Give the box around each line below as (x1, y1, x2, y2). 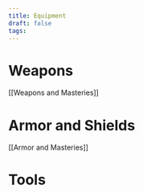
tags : (8, 27, 27, 35)
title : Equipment (8, 11, 67, 20)
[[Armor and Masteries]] (8, 142, 88, 153)
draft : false (8, 19, 52, 27)
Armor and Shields (8, 116, 136, 134)
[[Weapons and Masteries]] (8, 88, 99, 97)
